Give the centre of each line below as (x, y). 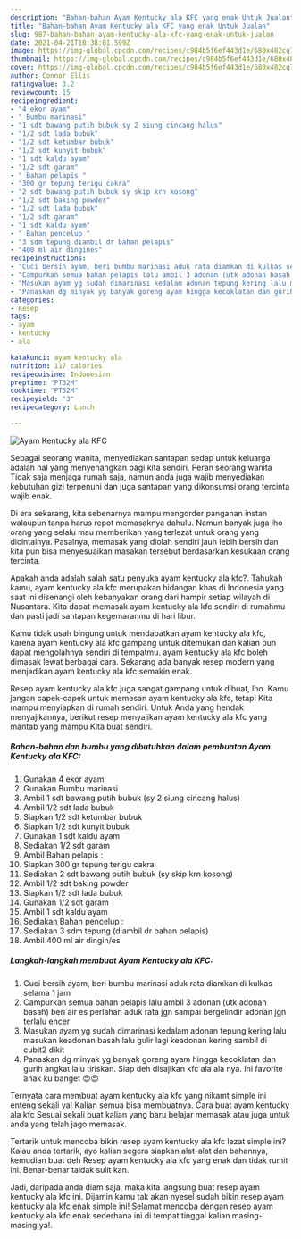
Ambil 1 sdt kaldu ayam (65, 911)
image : (22, 51)
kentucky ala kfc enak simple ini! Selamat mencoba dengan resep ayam (142, 1206)
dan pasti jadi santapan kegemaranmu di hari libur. (103, 615)
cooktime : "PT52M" (44, 391)
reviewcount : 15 (40, 92)
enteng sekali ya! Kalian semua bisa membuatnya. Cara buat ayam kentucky (150, 1105)
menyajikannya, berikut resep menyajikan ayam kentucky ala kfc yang (139, 716)
